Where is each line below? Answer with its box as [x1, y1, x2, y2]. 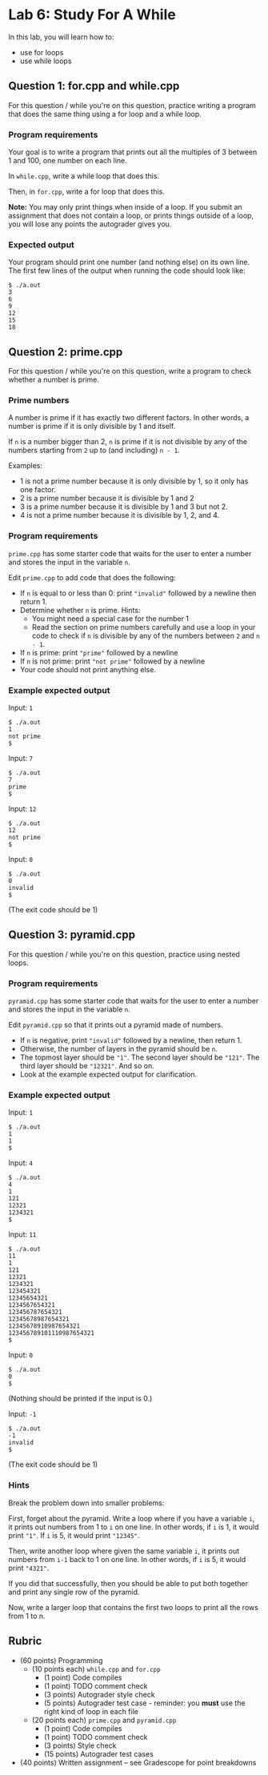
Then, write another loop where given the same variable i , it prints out [8, 1546, 240, 1556]
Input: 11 [8, 1230, 37, 1240]
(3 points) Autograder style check [43, 1689, 155, 1699]
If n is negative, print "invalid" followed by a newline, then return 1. [19, 1036, 242, 1045]
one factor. [19, 485, 56, 495]
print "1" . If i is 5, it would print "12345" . [8, 1530, 140, 1540]
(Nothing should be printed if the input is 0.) [8, 1394, 153, 1404]
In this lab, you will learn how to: [8, 32, 114, 42]
